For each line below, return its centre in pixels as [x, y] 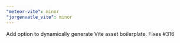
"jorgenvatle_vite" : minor [39, 17]
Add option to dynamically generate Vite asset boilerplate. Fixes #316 [90, 34]
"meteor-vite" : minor [33, 11]
